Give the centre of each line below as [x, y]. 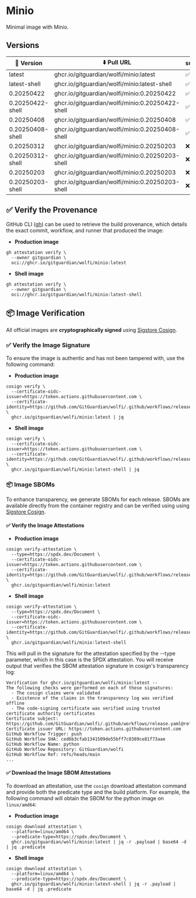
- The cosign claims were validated [56, 693]
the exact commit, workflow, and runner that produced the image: [85, 230]
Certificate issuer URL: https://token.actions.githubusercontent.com [94, 729]
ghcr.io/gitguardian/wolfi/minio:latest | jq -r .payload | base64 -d [99, 842]
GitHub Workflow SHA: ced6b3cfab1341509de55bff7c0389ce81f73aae [86, 739]
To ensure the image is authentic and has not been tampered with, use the [95, 358]
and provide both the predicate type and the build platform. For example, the [98, 792]
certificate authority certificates [50, 714]
